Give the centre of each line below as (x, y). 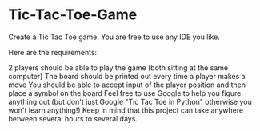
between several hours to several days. (73, 118)
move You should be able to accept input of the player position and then (127, 85)
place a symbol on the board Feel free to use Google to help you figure (125, 93)
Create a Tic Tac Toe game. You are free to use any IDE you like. (114, 37)
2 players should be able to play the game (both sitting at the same (118, 67)
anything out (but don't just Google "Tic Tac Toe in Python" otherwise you (130, 101)
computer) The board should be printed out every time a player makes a (127, 76)
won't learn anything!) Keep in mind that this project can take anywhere (126, 110)
